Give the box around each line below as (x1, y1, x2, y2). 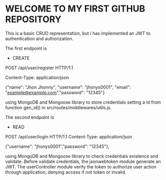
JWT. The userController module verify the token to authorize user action (5, 163, 157, 169)
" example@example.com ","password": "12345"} (5, 89, 105, 95)
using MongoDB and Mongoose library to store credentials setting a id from (5, 99, 161, 105)
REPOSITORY (5, 14, 62, 25)
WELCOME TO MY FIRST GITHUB (5, 3, 145, 15)
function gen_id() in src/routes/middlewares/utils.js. (5, 104, 112, 110)
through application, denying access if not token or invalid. (5, 169, 126, 175)
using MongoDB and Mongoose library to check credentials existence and (5, 153, 158, 159)
